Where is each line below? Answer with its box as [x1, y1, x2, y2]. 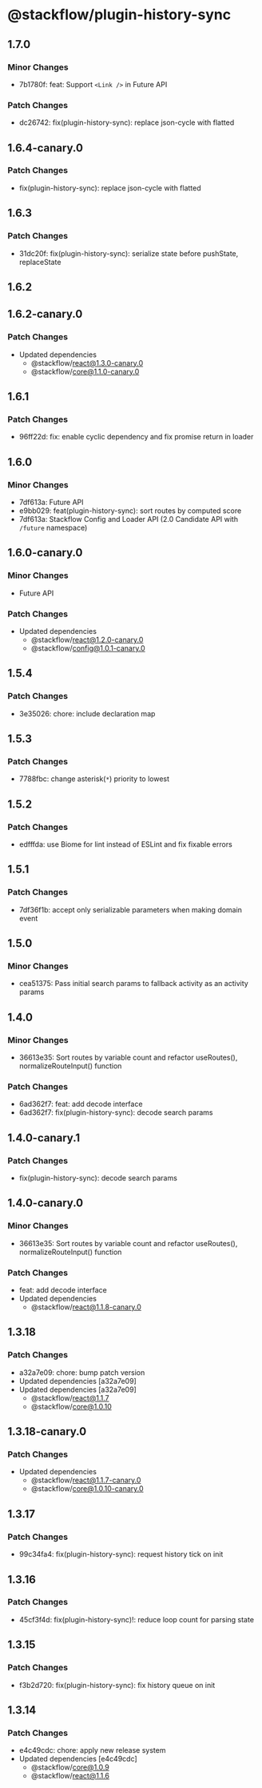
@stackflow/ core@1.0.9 [30, 1762, 109, 1772]
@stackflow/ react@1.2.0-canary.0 [30, 635, 144, 644]
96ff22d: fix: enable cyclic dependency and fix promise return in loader [18, 432, 254, 442]
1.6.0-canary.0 [7, 546, 83, 559]
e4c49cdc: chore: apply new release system [18, 1746, 166, 1755]
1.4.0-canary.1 [7, 1131, 81, 1145]
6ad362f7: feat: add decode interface [18, 1099, 143, 1109]
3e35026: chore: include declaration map [18, 708, 156, 718]
